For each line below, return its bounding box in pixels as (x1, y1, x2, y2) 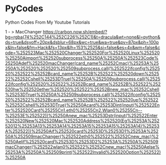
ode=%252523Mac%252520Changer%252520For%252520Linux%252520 (5, 50, 160, 56)
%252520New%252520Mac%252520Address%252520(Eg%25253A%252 (5, 118, 160, 124)
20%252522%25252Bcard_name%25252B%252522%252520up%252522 (5, 97, 159, 102)
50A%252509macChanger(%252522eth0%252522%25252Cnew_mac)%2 (5, 133, 159, 139)
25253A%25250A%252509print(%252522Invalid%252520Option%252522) (5, 149, 161, 155)
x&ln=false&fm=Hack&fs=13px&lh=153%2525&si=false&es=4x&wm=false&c (5, 44, 161, 50)
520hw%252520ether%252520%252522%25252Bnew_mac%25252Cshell (5, 86, 160, 92)
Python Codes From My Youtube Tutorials (5, 19, 90, 25)
